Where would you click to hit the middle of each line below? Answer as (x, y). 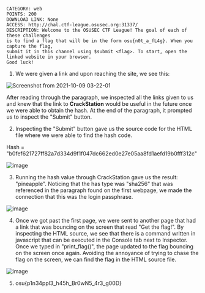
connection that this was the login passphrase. (74, 197)
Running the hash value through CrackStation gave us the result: (97, 177)
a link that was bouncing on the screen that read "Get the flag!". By (99, 227)
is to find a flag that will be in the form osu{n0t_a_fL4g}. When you (99, 41)
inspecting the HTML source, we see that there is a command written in (105, 233)
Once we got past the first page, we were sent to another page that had (106, 221)
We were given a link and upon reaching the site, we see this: (92, 74)
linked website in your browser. (49, 57)
